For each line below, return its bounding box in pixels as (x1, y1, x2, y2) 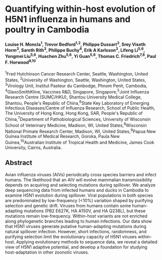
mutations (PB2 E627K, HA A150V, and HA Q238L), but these (23, 208, 146, 214)
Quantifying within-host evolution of (5, 3, 156, 15)
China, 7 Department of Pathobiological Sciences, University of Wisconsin (5, 115, 151, 122)
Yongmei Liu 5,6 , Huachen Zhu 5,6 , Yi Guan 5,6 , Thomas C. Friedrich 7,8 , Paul (5, 53, 157, 59)
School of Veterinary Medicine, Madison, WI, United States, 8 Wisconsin (5, 121, 147, 128)
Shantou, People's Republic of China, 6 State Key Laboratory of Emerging (5, 99, 150, 106)
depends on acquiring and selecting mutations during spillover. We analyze (5, 182, 156, 188)
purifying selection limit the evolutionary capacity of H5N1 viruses (5, 234, 137, 240)
